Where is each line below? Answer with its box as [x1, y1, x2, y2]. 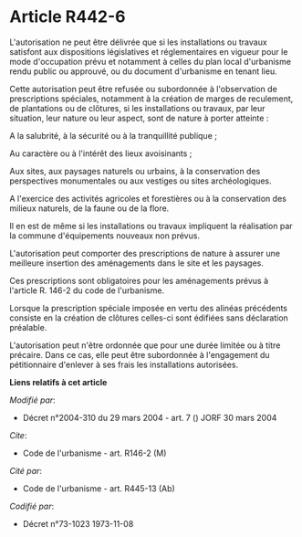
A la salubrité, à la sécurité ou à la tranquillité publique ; [9, 130, 217, 141]
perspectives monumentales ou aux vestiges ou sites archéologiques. [9, 175, 272, 186]
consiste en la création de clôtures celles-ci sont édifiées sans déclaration [9, 312, 289, 323]
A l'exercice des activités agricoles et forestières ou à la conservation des [9, 193, 287, 204]
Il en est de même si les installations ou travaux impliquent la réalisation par [9, 220, 294, 231]
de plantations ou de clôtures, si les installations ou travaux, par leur [9, 102, 266, 113]
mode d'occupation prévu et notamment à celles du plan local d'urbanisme [9, 56, 292, 67]
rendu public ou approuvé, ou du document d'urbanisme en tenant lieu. [9, 66, 277, 77]
